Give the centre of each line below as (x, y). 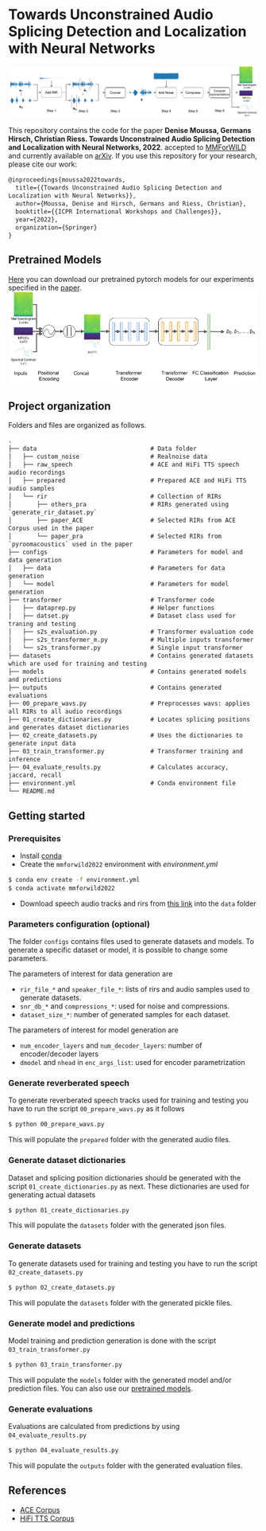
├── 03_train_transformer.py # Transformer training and (126, 752)
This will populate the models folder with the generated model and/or (120, 1380)
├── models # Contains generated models (127, 672)
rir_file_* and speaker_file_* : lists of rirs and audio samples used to (135, 989)
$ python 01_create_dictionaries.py (69, 1210)
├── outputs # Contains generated (115, 688)
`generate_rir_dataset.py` (53, 513)
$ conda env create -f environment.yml (74, 880)
